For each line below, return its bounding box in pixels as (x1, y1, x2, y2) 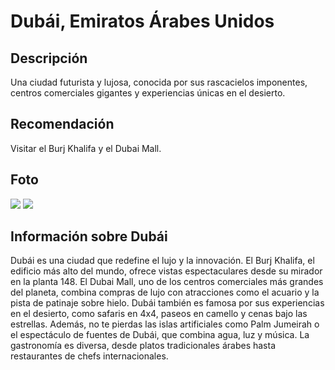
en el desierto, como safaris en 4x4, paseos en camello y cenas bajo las (10, 308, 308, 320)
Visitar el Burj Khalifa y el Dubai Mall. (10, 142, 162, 154)
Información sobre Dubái (10, 228, 168, 245)
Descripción (10, 50, 88, 67)
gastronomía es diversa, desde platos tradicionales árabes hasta (10, 340, 277, 352)
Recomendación (10, 116, 115, 133)
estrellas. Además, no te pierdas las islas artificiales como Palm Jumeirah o (10, 318, 320, 330)
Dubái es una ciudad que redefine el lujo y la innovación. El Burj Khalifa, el (10, 255, 315, 267)
